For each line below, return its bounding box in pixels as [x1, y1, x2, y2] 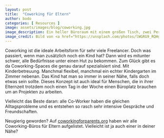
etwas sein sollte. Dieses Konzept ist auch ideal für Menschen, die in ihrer [5, 78, 154, 84]
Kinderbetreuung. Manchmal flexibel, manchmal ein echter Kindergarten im [5, 68, 157, 74]
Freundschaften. [5, 108, 38, 114]
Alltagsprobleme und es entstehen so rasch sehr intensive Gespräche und [5, 103, 154, 109]
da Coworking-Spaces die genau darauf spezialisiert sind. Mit [5, 63, 129, 69]
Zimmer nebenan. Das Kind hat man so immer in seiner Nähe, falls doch [5, 73, 149, 79]
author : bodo [5, 16, 32, 21]
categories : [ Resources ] [5, 20, 60, 26]
